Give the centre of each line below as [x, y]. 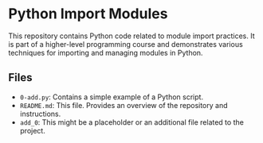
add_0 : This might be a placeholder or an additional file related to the [132, 122]
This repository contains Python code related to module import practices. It [131, 36]
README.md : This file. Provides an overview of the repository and [124, 105]
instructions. [40, 114]
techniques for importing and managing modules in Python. [106, 52]
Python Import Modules [88, 14]
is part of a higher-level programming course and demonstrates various [126, 44]
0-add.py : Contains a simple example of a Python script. [112, 97]
